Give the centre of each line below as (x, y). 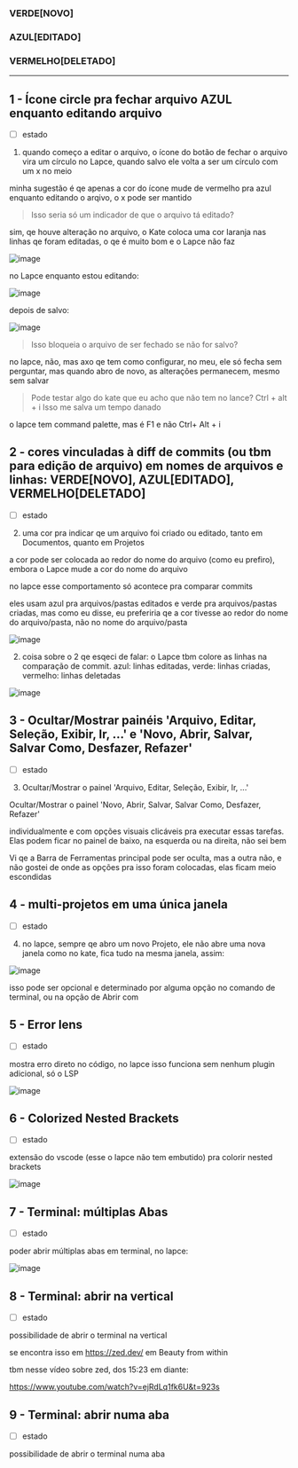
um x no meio (47, 171)
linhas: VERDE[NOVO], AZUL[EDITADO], (122, 480)
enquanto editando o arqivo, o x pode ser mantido (101, 198)
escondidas (31, 876)
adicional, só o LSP (44, 1073)
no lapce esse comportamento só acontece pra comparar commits (131, 586)
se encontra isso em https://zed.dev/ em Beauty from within (119, 1353)
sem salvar (29, 381)
